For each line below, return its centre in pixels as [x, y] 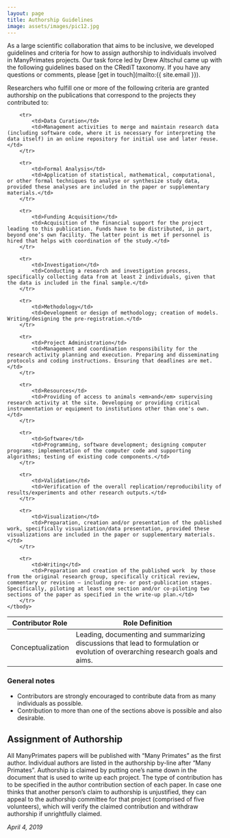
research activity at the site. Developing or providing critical [104, 403]
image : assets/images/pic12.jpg [53, 26]
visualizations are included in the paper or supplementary [95, 535]
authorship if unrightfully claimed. [54, 814]
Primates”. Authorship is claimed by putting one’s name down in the [102, 770]
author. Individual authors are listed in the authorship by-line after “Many [109, 763]
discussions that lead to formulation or [138, 643]
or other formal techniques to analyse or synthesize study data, [104, 181]
